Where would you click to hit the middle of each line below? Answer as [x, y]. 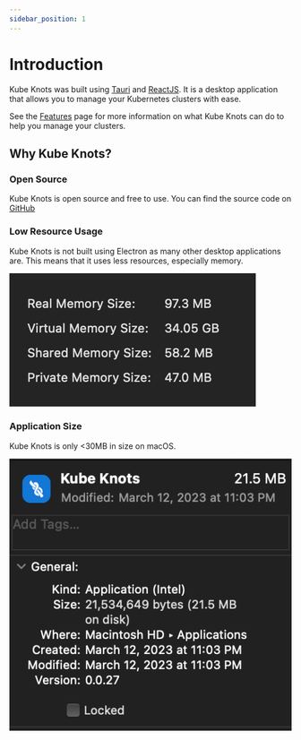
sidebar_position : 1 [48, 19]
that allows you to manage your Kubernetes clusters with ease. [125, 99]
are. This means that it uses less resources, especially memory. [126, 261]
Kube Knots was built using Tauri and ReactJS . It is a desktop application [144, 89]
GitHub [22, 208]
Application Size [46, 426]
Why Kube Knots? [60, 154]
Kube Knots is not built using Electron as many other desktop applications [145, 251]
